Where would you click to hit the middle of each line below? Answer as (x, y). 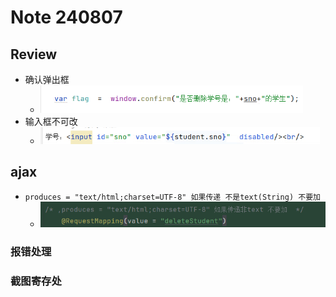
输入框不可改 (51, 121)
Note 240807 (66, 17)
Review (34, 54)
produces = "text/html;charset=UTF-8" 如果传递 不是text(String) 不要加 (172, 197)
